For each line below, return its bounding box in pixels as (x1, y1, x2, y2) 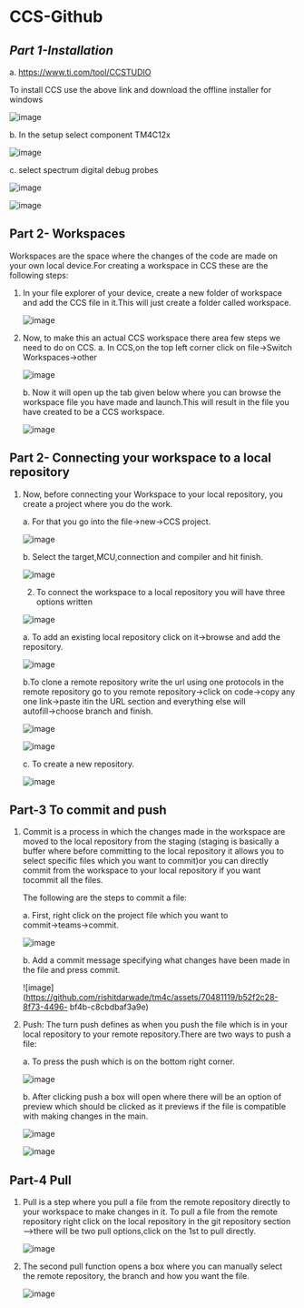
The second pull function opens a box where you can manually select (22, 1261, 283, 1272)
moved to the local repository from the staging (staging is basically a (22, 836, 279, 847)
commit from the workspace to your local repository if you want (22, 865, 261, 876)
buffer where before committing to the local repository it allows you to (22, 846, 284, 857)
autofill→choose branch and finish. (22, 705, 153, 716)
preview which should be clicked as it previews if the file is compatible (22, 1101, 287, 1112)
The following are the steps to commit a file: (22, 892, 188, 903)
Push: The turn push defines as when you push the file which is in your (22, 1019, 289, 1030)
